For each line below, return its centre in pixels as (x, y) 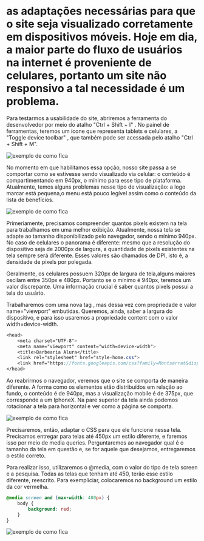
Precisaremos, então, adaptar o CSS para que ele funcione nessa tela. (94, 430)
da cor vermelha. (28, 487)
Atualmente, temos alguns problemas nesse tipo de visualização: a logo (96, 187)
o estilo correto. (26, 455)
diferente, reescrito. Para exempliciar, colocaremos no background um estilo (102, 480)
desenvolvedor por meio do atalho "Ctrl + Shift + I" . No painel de (88, 124)
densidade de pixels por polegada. (49, 261)
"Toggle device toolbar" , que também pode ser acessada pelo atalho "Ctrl (100, 137)
